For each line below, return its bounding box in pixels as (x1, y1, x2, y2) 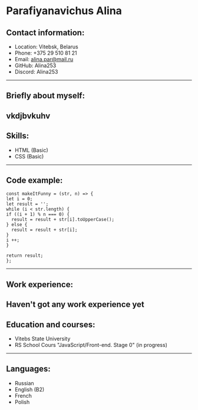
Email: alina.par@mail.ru (14, 56, 74, 62)
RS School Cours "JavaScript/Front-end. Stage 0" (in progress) (14, 342, 168, 348)
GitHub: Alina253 (14, 62, 57, 69)
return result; (6, 253, 44, 259)
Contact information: (6, 28, 85, 38)
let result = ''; (6, 201, 49, 207)
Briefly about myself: (6, 91, 85, 101)
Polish (14, 398, 30, 405)
